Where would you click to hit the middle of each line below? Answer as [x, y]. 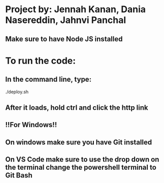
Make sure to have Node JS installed [64, 39]
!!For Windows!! [31, 125]
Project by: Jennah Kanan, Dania [76, 9]
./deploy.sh [17, 91]
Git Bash [19, 176]
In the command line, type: [48, 80]
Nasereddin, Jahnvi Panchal [66, 20]
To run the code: [41, 61]
